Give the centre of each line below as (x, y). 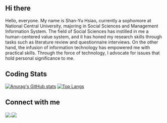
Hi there (18, 8)
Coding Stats (26, 74)
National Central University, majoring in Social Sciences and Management (82, 26)
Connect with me (33, 102)
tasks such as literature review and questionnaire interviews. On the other (82, 42)
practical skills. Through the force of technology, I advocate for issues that (82, 53)
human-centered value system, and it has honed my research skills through (84, 36)
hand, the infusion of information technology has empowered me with (78, 47)
